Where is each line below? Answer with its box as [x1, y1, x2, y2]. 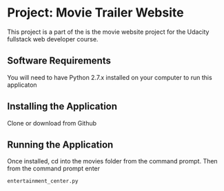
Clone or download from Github [7, 119, 97, 127]
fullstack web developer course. [7, 34, 99, 43]
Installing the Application [7, 101, 118, 112]
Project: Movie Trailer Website [7, 5, 184, 21]
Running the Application [7, 139, 114, 150]
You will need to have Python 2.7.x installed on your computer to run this [7, 73, 212, 81]
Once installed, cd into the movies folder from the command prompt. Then [7, 157, 218, 165]
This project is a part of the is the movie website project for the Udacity [7, 28, 210, 36]
